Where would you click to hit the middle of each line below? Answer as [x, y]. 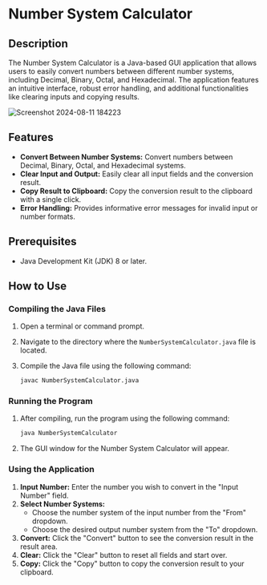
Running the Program [51, 401]
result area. [38, 547]
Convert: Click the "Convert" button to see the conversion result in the [137, 538]
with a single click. [51, 199]
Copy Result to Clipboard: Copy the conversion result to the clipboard [136, 191]
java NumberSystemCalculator [69, 434]
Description [38, 44]
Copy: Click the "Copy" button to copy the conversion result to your [132, 563]
